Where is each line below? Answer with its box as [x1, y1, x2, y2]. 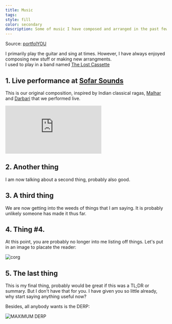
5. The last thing [5, 269, 58, 277]
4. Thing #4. [5, 225, 45, 234]
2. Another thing [5, 163, 59, 172]
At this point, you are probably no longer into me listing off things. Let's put [5, 239, 163, 245]
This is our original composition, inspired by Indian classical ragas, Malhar [5, 90, 161, 96]
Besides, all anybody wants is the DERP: [5, 303, 90, 310]
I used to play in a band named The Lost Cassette [5, 62, 110, 68]
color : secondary [5, 22, 42, 27]
